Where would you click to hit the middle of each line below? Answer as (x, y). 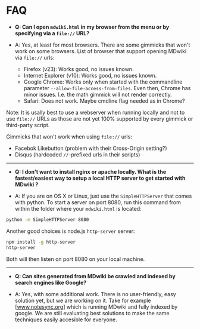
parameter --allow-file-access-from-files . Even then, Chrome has (107, 88)
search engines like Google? (51, 282)
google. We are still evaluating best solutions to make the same (92, 313)
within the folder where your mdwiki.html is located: (78, 208)
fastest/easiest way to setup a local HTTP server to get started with (100, 178)
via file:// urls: (35, 57)
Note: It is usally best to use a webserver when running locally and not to (96, 112)
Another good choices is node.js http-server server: (71, 231)
